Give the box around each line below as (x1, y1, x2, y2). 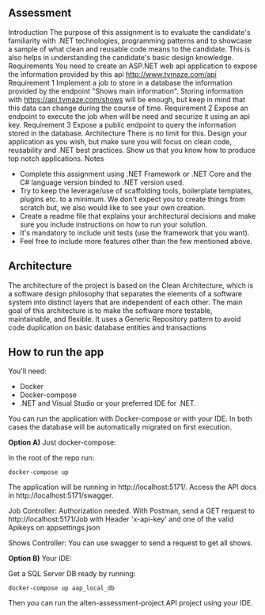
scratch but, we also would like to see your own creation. (19, 202, 206, 212)
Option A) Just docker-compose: (8, 437, 116, 447)
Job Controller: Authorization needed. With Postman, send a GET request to (8, 506, 256, 516)
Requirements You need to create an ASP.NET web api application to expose (8, 61, 258, 71)
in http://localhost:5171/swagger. (8, 491, 114, 500)
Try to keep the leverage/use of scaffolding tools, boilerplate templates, (19, 185, 253, 195)
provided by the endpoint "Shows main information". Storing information (8, 86, 244, 96)
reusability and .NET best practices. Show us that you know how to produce (8, 145, 256, 155)
